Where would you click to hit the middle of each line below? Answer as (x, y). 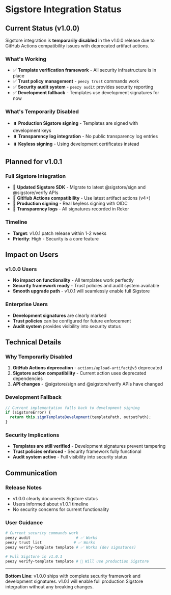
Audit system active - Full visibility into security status (70, 457)
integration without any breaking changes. (50, 586)
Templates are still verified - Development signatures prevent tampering (89, 446)
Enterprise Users (27, 304)
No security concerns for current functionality (61, 509)
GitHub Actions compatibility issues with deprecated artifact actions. (77, 46)
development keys (32, 130)
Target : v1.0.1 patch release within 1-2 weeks (60, 233)
